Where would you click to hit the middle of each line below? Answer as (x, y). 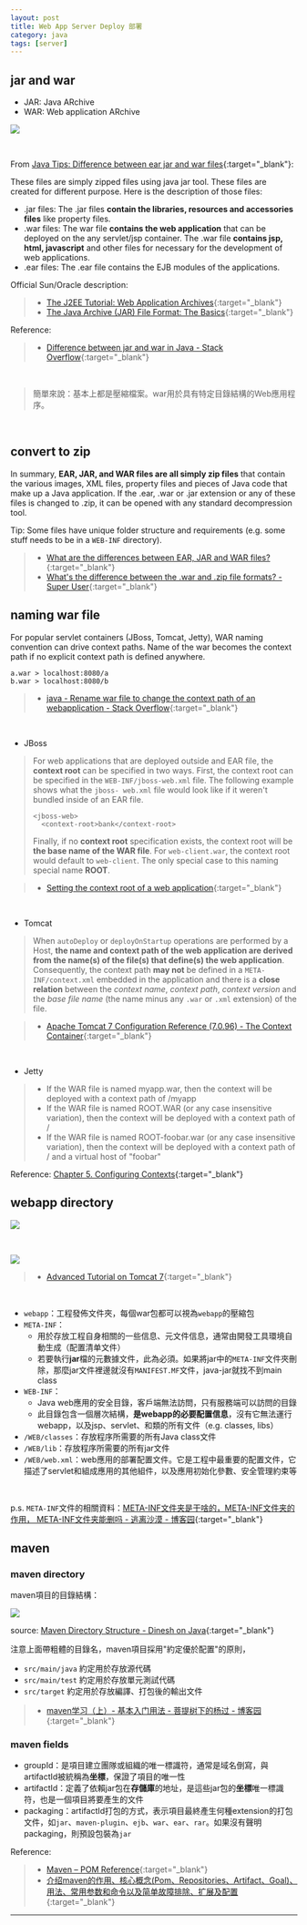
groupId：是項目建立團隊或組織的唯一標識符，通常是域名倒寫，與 (146, 1766)
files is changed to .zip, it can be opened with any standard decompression (151, 503)
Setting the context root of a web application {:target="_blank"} (164, 887)
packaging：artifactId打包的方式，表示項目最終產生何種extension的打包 (158, 1811)
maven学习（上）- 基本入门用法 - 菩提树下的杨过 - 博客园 (154, 1711)
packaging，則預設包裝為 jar (77, 1834)
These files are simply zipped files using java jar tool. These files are (138, 182)
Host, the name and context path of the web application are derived (163, 950)
